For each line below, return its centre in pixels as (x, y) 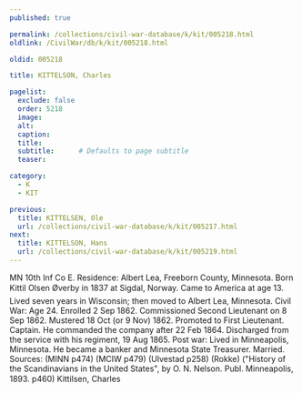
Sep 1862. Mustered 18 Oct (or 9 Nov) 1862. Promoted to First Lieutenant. (147, 320)
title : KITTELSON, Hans (62, 243)
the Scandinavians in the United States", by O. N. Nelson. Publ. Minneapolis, (151, 368)
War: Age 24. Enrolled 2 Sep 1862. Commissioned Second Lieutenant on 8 (148, 310)
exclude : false (46, 101)
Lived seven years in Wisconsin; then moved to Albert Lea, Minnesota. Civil (150, 300)
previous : (28, 209)
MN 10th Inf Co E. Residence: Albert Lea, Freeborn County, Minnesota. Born (151, 277)
